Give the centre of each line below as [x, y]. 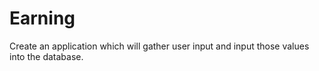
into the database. [46, 56]
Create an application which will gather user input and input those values [159, 46]
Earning [42, 18]
